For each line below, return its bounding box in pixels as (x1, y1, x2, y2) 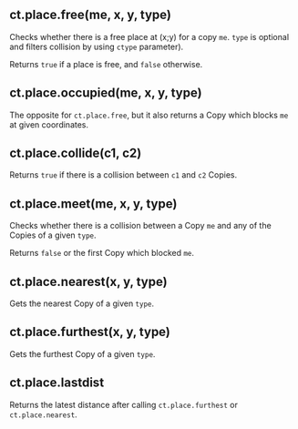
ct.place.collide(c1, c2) (9, 146, 142, 161)
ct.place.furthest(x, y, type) (9, 324, 171, 340)
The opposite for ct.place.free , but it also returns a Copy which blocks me (9, 109, 289, 120)
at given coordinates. (9, 118, 89, 130)
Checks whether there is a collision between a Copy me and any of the (9, 220, 272, 231)
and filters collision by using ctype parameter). (9, 41, 184, 52)
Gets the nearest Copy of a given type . (9, 298, 155, 309)
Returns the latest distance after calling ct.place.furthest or (9, 399, 239, 410)
